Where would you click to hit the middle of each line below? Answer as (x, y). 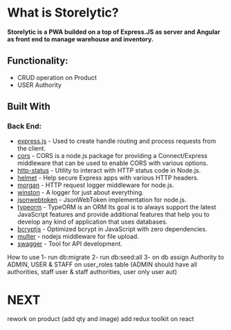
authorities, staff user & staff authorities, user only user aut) (92, 272)
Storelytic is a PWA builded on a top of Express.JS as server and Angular (114, 32)
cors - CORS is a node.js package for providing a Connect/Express (112, 156)
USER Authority (39, 85)
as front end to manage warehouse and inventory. (81, 39)
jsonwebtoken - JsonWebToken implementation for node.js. (102, 200)
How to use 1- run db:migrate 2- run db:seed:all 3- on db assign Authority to (116, 258)
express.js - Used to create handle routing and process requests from (117, 141)
